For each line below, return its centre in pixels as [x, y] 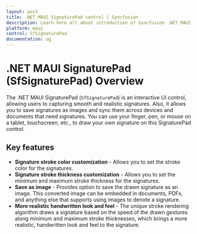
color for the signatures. [44, 168]
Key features [30, 148]
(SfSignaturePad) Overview [75, 81]
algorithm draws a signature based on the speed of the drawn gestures [101, 212]
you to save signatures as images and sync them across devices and [90, 110]
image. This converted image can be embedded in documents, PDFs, [99, 193]
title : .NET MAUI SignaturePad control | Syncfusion [72, 17]
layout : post [22, 12]
